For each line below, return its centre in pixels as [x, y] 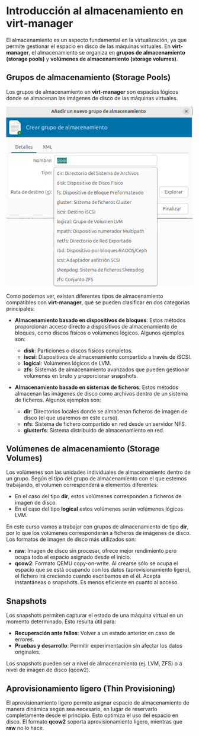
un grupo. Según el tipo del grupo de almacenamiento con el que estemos [97, 479]
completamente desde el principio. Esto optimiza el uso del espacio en [92, 715]
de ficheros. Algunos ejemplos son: [58, 400]
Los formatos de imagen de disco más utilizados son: [71, 539]
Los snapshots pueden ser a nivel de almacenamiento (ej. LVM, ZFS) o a [94, 664]
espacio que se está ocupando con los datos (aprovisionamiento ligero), [103, 570]
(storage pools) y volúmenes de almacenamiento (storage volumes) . [92, 59]
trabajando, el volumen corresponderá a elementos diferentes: [82, 485]
